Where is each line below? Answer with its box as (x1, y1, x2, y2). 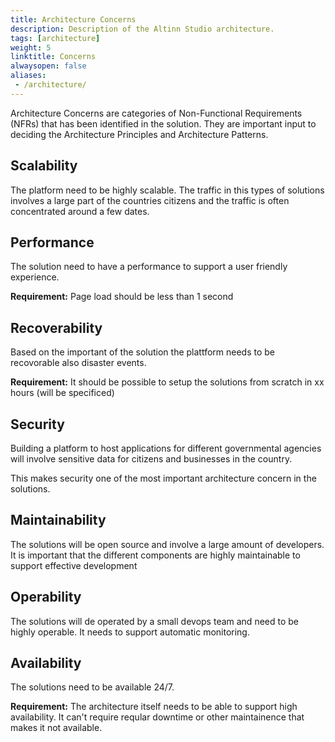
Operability (10, 589, 82, 606)
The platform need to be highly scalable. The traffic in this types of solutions (10, 184, 325, 196)
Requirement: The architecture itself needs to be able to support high (10, 701, 298, 713)
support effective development (10, 559, 138, 571)
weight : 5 (10, 42, 52, 53)
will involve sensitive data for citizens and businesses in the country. (10, 453, 293, 465)
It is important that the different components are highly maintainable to (10, 549, 301, 561)
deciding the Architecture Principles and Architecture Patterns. (10, 128, 269, 140)
